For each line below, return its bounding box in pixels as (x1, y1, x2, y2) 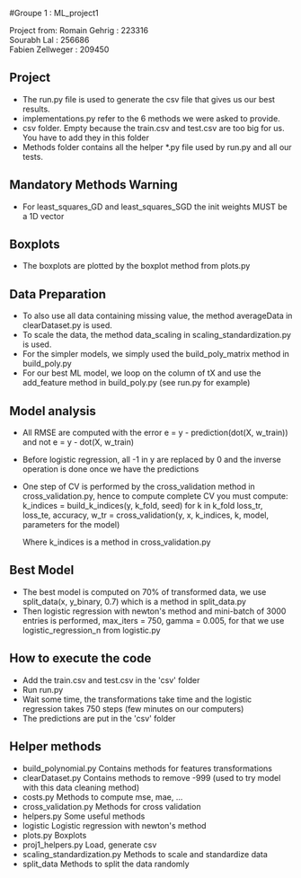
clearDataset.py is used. (22, 320, 112, 331)
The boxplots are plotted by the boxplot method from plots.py (22, 261, 251, 271)
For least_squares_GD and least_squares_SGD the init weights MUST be (22, 201, 288, 212)
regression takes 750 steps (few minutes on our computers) (22, 703, 244, 714)
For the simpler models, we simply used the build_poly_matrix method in (22, 349, 290, 359)
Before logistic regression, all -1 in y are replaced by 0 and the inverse (22, 454, 281, 466)
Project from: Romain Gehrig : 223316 (9, 25, 149, 35)
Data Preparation (9, 287, 106, 302)
